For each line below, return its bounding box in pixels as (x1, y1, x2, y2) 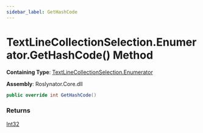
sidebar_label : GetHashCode (6, 9, 78, 15)
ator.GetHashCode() (6, 48, 111, 62)
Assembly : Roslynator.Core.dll (6, 80, 84, 87)
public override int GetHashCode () (6, 92, 97, 98)
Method (112, 48, 154, 62)
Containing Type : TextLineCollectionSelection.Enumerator (6, 68, 154, 76)
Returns (6, 106, 30, 115)
